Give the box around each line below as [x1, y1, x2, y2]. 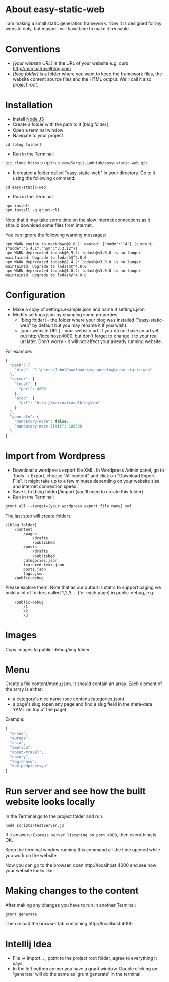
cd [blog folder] [5, 142, 42, 147]
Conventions [5, 44, 61, 55]
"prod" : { [14, 396, 35, 401]
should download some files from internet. [5, 222, 93, 228]
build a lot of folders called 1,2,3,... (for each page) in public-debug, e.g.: [5, 589, 156, 595]
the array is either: [5, 686, 43, 692]
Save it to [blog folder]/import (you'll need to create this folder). [12, 488, 145, 494]
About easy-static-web [5, 4, 105, 15]
